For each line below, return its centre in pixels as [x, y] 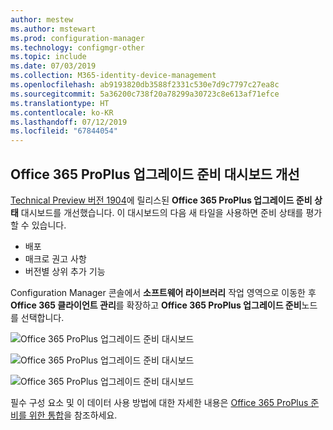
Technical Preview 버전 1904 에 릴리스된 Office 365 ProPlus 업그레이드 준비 [161, 200]
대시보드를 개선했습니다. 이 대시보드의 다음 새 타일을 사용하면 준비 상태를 [162, 212]
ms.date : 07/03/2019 [53, 66]
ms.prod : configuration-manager [77, 38]
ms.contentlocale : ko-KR [62, 112]
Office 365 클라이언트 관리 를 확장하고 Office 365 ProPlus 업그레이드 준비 [156, 305]
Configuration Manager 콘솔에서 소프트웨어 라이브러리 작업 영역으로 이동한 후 [163, 292]
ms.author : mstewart [53, 29]
